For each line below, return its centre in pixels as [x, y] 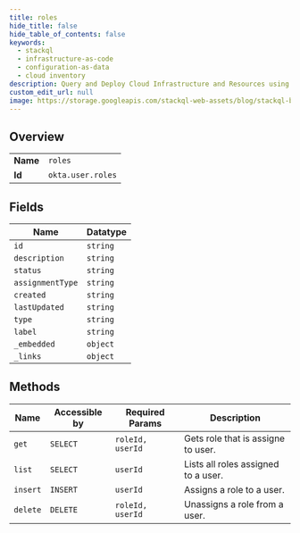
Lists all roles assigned [232, 463]
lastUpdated [39, 308]
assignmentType [46, 283]
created [30, 295]
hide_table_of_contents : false [67, 34]
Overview [37, 136]
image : [21, 100]
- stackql [35, 51]
